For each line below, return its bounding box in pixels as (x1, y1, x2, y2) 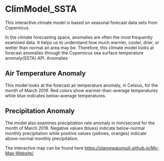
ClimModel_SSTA (5, 3, 77, 15)
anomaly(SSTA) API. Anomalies (5, 55, 68, 61)
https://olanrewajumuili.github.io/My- (84, 145, 159, 151)
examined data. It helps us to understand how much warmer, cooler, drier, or (5, 39, 160, 45)
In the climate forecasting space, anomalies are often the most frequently (5, 34, 153, 40)
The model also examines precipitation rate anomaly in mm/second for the (5, 120, 155, 126)
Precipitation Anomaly (5, 107, 75, 115)
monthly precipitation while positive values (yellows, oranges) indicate (5, 130, 147, 136)
